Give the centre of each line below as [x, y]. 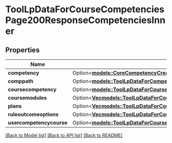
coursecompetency [32, 89]
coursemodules [27, 98]
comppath [21, 81]
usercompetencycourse [38, 123]
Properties [23, 50]
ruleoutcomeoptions [33, 114]
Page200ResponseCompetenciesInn [85, 20]
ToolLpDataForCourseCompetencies [85, 9]
